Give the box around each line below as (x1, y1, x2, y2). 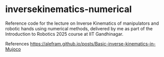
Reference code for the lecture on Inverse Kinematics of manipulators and (5, 20, 159, 26)
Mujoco (5, 46, 21, 52)
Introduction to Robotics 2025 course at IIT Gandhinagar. (5, 31, 124, 37)
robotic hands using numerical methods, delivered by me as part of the (5, 25, 153, 31)
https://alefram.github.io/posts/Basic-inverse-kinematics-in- (30, 40, 156, 46)
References (5, 40, 29, 46)
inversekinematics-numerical (5, 4, 132, 15)
